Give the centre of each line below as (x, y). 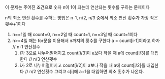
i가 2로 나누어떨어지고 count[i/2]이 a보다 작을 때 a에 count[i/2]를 (82, 65)
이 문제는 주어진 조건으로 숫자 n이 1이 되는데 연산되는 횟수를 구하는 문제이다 (78, 7)
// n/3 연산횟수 (43, 59)
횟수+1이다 (16, 24)
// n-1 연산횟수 (26, 47)
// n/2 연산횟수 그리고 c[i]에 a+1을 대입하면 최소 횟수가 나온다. (84, 71)
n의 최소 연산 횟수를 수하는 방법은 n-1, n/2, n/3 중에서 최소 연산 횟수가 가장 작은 (82, 18)
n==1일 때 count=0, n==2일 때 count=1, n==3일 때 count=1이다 (75, 34)
